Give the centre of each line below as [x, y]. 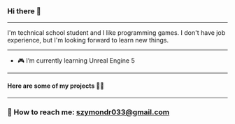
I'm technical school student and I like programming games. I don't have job [116, 33]
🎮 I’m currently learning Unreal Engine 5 [76, 61]
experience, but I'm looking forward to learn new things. [88, 40]
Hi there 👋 [24, 11]
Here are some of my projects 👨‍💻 [56, 86]
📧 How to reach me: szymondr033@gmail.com [88, 112]
